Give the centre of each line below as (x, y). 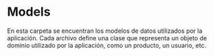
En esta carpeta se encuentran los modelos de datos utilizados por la (105, 31)
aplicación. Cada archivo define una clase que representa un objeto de (107, 38)
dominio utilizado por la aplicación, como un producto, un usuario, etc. (107, 45)
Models (29, 12)
